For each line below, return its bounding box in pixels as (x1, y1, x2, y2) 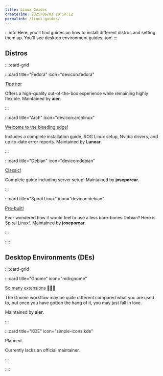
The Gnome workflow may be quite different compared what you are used (5, 295, 155, 300)
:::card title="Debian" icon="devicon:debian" (5, 158, 95, 164)
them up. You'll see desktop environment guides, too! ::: (5, 35, 117, 41)
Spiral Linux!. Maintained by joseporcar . (5, 220, 86, 226)
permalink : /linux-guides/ (5, 16, 60, 21)
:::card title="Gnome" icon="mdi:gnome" (5, 276, 87, 282)
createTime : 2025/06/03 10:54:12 (5, 12, 73, 17)
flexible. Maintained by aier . (5, 96, 61, 102)
